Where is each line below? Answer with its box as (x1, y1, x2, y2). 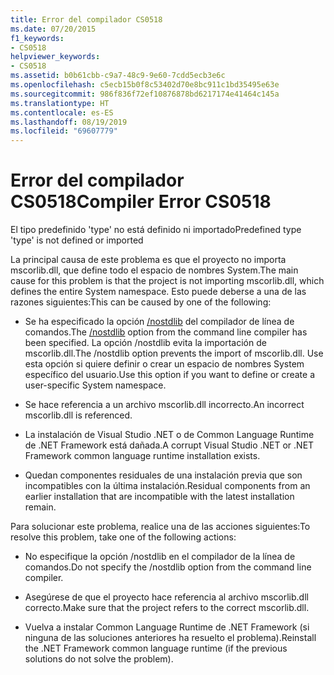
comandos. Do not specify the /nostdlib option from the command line (24, 561, 312, 573)
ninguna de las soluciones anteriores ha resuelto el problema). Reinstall (24, 632, 317, 644)
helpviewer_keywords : (10, 52, 101, 62)
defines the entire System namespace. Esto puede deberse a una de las (10, 286, 307, 298)
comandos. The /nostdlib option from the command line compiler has (24, 326, 308, 338)
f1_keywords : (10, 33, 65, 43)
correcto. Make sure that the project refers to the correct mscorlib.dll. (24, 602, 310, 614)
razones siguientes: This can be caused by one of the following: (10, 296, 272, 308)
